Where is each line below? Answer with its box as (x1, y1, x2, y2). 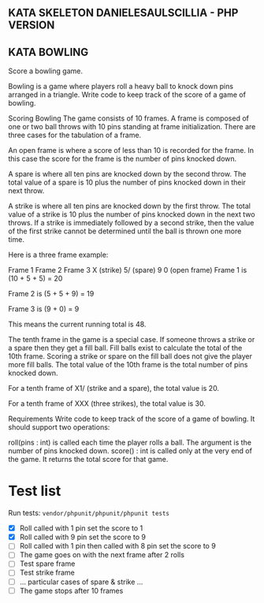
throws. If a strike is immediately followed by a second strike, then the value (8, 218, 255, 228)
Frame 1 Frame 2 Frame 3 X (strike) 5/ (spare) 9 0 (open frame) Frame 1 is (8, 266, 247, 275)
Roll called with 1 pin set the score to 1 (19, 523, 143, 533)
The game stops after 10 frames (19, 586, 124, 595)
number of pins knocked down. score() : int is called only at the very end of (8, 446, 252, 456)
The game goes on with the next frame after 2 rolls (19, 550, 185, 560)
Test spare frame (19, 559, 76, 568)
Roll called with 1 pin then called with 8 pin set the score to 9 (19, 542, 217, 551)
